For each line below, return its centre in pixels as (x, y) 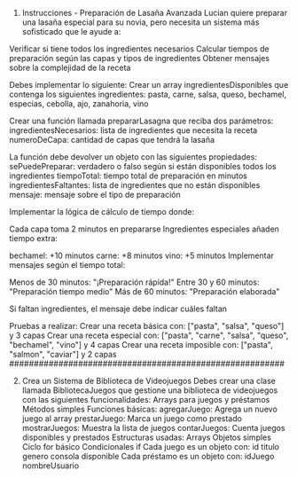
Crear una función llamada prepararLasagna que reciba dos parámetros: (141, 121)
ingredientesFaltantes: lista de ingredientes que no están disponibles (135, 185)
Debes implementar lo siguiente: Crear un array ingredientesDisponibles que (149, 85)
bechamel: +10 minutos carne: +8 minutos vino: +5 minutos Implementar (142, 255)
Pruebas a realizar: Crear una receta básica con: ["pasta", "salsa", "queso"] (147, 326)
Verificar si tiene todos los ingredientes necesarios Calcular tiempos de (139, 49)
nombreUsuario (51, 466)
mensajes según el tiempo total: (67, 265)
